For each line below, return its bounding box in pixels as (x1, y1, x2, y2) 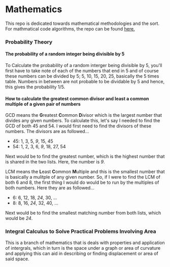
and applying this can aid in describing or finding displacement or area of (5, 250, 158, 256)
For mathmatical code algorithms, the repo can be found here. (5, 25, 135, 31)
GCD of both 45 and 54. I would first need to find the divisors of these (5, 123, 151, 129)
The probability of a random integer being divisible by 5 (5, 51, 125, 57)
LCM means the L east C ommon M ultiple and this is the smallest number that (5, 169, 165, 175)
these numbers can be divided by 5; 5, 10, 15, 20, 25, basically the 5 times (5, 73, 159, 79)
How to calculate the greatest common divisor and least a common (5, 95, 149, 102)
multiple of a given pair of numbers (5, 101, 81, 107)
